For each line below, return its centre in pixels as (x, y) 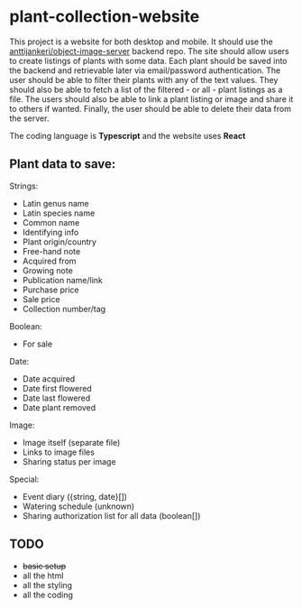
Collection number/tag (64, 309)
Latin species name (59, 213)
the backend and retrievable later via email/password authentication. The (145, 70)
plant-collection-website (105, 17)
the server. (29, 118)
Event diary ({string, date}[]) (75, 496)
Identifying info (50, 232)
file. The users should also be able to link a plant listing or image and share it (151, 99)
